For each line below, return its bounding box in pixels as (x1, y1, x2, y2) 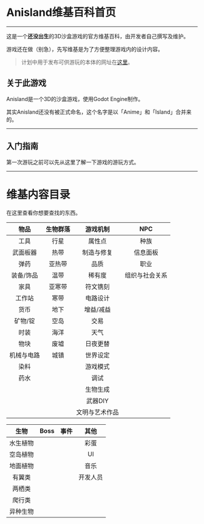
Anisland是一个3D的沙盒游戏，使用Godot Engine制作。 (6, 95, 144, 102)
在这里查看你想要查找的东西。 (6, 209, 81, 216)
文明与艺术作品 (76, 408, 120, 416)
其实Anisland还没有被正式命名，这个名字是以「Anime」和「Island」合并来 (6, 108, 192, 116)
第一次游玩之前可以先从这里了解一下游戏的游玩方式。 (6, 158, 140, 166)
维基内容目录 (6, 187, 71, 201)
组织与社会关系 (124, 271, 168, 279)
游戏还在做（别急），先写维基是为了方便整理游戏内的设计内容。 (6, 45, 163, 52)
